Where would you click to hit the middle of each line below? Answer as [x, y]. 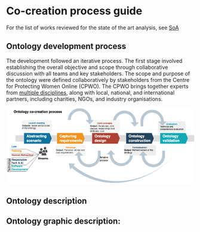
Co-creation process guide [74, 11]
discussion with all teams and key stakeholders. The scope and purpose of [98, 74]
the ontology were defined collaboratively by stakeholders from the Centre [98, 80]
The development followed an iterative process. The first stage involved [94, 60]
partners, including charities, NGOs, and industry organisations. [84, 99]
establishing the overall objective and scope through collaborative [87, 67]
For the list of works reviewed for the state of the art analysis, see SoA [93, 28]
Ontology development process [66, 46]
